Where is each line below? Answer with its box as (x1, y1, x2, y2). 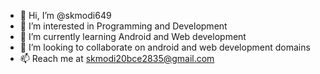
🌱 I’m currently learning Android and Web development (19, 31, 247, 42)
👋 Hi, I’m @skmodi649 (19, 10, 112, 21)
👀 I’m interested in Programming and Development (19, 20, 228, 32)
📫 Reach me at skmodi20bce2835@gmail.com (19, 53, 215, 64)
